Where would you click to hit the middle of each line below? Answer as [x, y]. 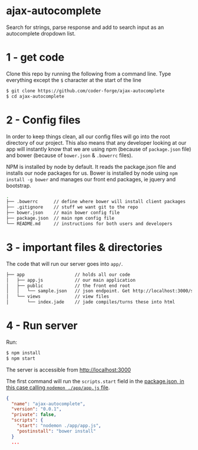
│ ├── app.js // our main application [71, 280]
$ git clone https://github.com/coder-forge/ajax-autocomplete [85, 91]
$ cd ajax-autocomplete [35, 96]
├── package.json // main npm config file [60, 219]
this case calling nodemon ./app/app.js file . [58, 387]
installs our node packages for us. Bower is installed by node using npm [92, 173]
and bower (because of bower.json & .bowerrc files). [70, 155]
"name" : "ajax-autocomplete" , [48, 404]
